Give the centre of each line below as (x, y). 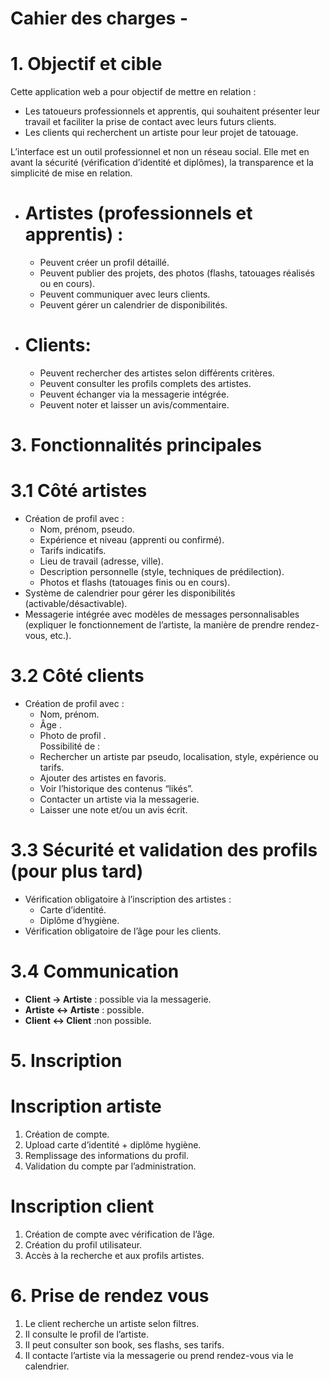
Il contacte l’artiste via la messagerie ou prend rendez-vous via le (159, 1355)
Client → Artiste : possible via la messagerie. (118, 999)
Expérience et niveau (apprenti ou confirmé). (132, 540)
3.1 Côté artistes (79, 491)
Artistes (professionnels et (138, 213)
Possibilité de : (70, 746)
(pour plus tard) (77, 871)
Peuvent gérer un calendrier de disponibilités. (133, 305)
